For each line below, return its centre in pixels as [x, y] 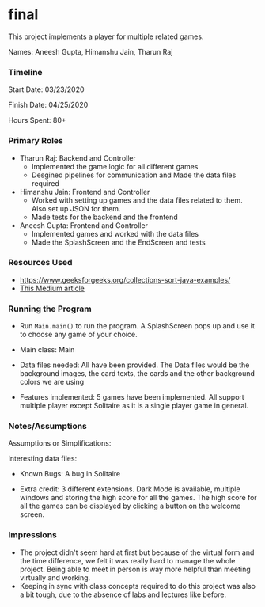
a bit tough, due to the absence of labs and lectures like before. [123, 594]
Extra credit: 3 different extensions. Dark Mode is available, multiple [130, 489]
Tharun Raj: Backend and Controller [78, 158]
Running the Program [50, 309]
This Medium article [52, 288]
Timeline [25, 72]
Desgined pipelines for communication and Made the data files [134, 175]
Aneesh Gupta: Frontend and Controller [84, 225]
